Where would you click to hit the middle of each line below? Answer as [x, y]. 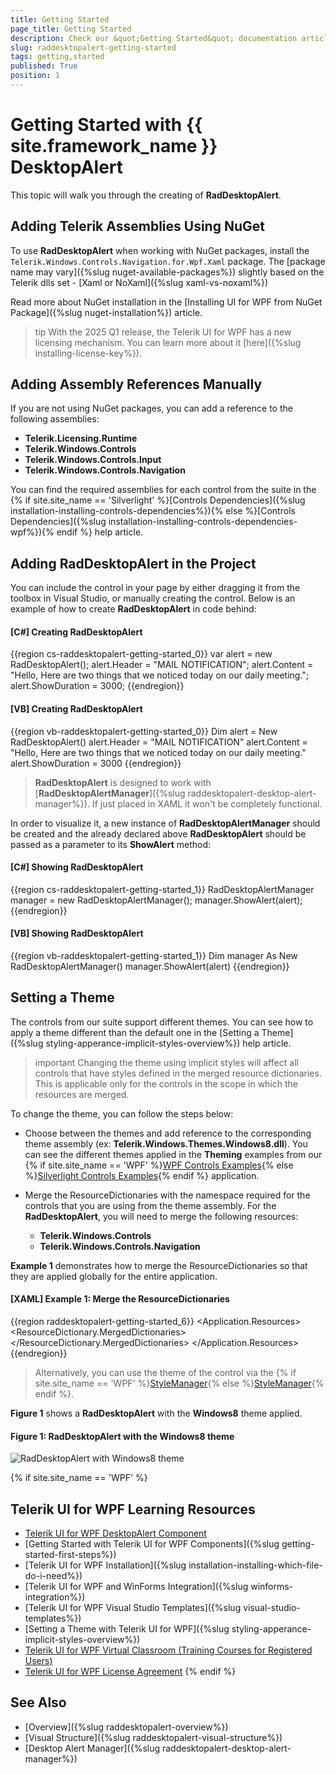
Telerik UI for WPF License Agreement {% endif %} [130, 1672]
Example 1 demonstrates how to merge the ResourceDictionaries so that [159, 1265]
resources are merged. [82, 1094]
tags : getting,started [57, 57]
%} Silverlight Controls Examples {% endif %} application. [142, 1175]
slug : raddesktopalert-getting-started [93, 47]
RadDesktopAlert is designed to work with [123, 782]
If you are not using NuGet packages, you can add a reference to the [151, 408]
